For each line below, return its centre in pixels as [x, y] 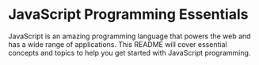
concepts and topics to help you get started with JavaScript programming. [129, 52]
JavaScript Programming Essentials [128, 14]
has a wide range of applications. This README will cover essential [118, 44]
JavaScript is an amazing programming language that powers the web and [129, 36]
